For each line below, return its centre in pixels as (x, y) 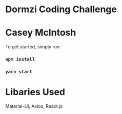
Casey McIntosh (41, 33)
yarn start (19, 72)
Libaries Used (35, 92)
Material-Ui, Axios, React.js (34, 106)
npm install (20, 59)
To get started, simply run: (33, 47)
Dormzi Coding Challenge (61, 9)
